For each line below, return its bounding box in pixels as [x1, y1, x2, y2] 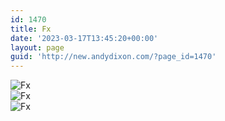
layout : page [10, 42, 65, 53]
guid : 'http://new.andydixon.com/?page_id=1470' [10, 52, 217, 62]
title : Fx [10, 24, 52, 34]
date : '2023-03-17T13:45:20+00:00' [10, 33, 159, 43]
